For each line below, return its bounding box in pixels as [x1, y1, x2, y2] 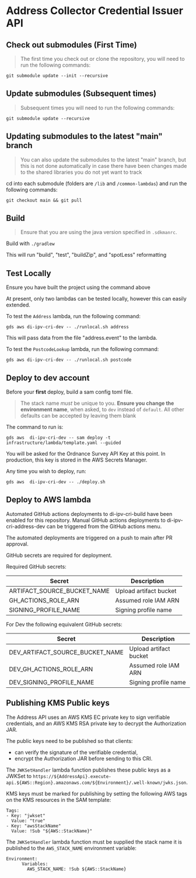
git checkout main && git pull [6, 197, 82, 203]
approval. [6, 540, 29, 548]
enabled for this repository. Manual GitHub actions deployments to [6, 517, 166, 524]
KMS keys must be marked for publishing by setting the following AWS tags [6, 790, 188, 797]
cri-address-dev [6, 522, 45, 530]
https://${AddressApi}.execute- [33, 773, 112, 779]
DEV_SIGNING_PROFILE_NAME [9, 678, 94, 686]
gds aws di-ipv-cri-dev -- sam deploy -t [6, 435, 111, 441]
